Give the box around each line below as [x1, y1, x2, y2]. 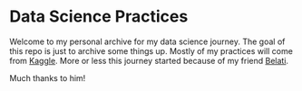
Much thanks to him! [9, 72, 86, 83]
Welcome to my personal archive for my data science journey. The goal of [9, 36, 286, 47]
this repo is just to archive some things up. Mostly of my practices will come [9, 45, 293, 56]
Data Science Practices [9, 6, 189, 27]
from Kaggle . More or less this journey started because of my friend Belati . [9, 55, 288, 66]
